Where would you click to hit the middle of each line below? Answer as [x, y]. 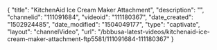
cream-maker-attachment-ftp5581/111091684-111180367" [88, 39]
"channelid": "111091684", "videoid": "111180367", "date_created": [100, 17]
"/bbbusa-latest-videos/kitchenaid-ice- [154, 32]
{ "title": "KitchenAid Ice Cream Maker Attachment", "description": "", [106, 10]
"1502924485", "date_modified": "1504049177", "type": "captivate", [104, 24]
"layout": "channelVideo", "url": [52, 32]
